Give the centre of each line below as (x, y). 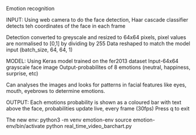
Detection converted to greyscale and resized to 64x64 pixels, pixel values (96, 37)
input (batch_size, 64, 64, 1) (39, 50)
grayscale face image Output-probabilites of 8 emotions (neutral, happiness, (98, 67)
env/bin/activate (25, 126)
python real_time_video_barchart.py (89, 126)
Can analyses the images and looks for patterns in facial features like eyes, (96, 85)
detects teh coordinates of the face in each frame (66, 26)
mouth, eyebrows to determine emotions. (56, 91)
